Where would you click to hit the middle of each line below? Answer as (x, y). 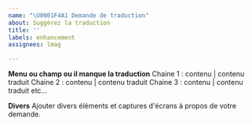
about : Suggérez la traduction (59, 23)
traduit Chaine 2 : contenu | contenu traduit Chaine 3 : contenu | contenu (126, 83)
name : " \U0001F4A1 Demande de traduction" (79, 15)
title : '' (24, 30)
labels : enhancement (42, 37)
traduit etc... (28, 90)
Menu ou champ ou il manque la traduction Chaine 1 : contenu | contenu (126, 74)
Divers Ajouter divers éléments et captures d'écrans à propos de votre (122, 106)
